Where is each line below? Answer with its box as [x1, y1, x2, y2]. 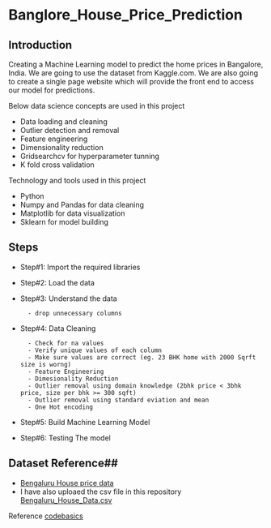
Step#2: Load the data [19, 277, 95, 287]
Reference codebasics [8, 511, 83, 521]
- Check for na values [28, 339, 104, 347]
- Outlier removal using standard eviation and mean [28, 396, 210, 404]
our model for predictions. [8, 85, 95, 95]
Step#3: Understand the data [19, 294, 117, 303]
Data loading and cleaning [19, 117, 108, 127]
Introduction [8, 38, 73, 52]
